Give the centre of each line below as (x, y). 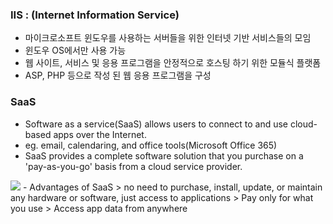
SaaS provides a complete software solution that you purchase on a (164, 155)
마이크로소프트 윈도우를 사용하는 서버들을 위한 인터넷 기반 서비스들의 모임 (168, 38)
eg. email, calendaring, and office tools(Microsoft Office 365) (151, 145)
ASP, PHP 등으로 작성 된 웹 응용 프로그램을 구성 (118, 75)
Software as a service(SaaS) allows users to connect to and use (156, 124)
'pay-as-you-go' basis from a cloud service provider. (133, 166)
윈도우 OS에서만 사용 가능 (75, 50)
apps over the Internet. (100, 134)
